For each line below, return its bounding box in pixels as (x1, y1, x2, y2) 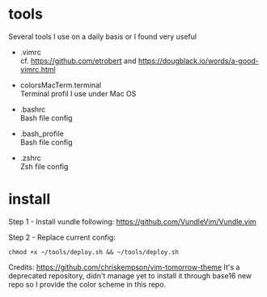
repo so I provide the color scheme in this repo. (8, 279, 167, 289)
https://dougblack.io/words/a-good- (138, 56, 259, 66)
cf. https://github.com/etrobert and (19, 56, 137, 66)
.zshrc (19, 153, 42, 163)
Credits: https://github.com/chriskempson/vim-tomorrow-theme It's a (8, 262, 240, 272)
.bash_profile (19, 129, 65, 138)
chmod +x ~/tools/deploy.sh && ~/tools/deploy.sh (8, 248, 180, 256)
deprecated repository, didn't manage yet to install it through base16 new (8, 270, 252, 280)
